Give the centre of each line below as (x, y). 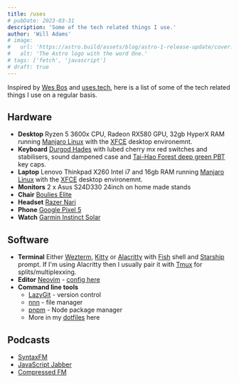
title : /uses (27, 14)
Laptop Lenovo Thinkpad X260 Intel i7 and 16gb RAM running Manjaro (121, 172)
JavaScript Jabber (45, 364)
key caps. (32, 164)
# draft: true (28, 67)
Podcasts (29, 340)
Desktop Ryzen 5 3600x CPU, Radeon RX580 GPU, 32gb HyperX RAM (121, 134)
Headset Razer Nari (47, 202)
